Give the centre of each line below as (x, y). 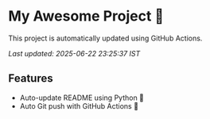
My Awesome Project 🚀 (86, 16)
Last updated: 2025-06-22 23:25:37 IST (74, 53)
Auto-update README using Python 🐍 (82, 98)
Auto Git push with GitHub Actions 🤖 (79, 106)
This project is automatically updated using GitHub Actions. (105, 38)
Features (31, 79)
